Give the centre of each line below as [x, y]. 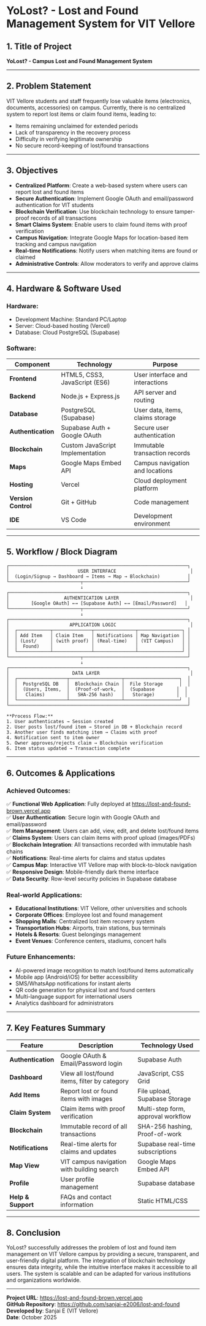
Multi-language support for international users [74, 996]
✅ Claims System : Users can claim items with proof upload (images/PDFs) [101, 838]
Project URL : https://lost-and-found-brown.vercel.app [74, 1298]
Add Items [25, 1095]
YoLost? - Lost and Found [73, 11]
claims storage [155, 417]
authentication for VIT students [54, 205]
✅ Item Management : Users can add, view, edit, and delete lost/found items [103, 831]
